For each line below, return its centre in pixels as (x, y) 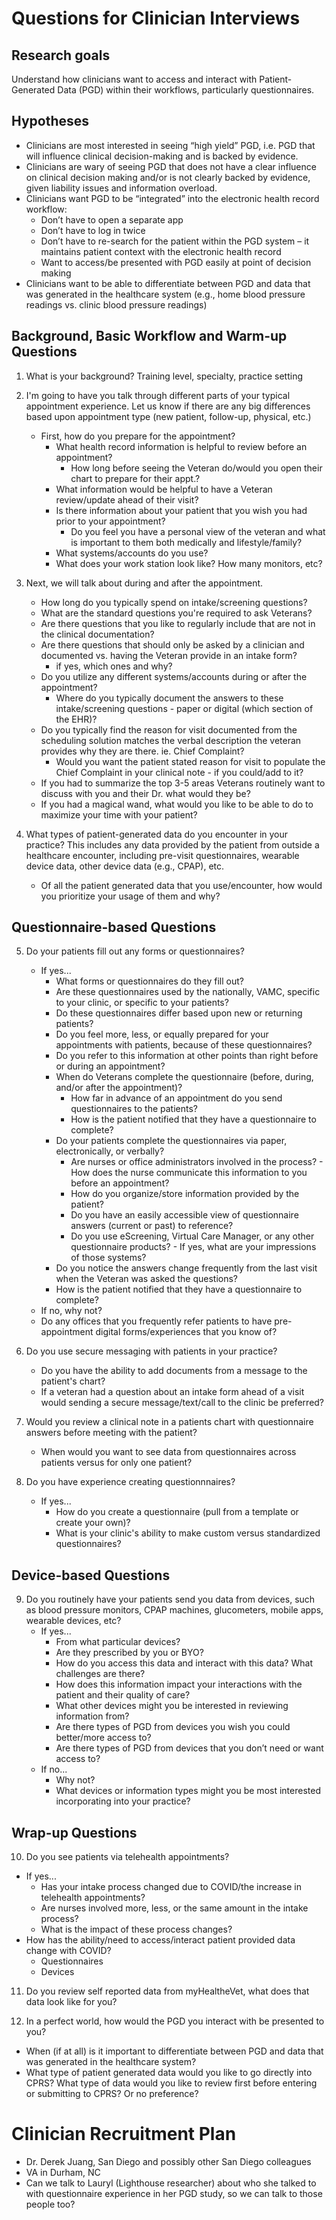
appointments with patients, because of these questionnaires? (184, 1045)
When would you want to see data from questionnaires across (168, 1452)
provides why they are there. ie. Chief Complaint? (142, 751)
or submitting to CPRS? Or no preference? (112, 2094)
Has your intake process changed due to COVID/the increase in (171, 1887)
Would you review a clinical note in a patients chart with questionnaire (169, 1422)
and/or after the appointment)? (119, 1088)
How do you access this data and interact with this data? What (184, 1663)
